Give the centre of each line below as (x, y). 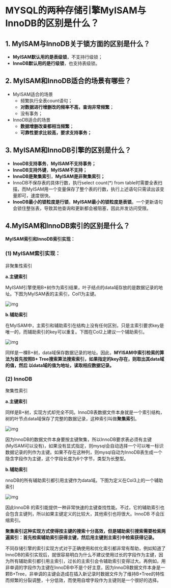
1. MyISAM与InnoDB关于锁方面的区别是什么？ (78, 44)
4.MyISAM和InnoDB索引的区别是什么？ (68, 226)
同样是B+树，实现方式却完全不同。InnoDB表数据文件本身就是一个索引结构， (85, 412)
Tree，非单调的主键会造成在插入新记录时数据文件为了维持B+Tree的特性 (90, 574)
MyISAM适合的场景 (33, 94)
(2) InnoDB (19, 379)
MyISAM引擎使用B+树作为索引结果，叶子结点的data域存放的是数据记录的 (82, 287)
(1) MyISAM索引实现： (33, 253)
